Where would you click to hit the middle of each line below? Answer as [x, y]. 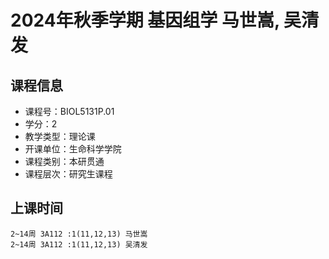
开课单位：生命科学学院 [73, 149]
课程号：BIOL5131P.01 [69, 111]
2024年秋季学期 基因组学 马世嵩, [145, 20]
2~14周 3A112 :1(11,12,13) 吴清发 [79, 244]
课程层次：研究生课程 [68, 174]
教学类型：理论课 [60, 136]
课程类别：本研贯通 [64, 161]
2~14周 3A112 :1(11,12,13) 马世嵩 [79, 234]
